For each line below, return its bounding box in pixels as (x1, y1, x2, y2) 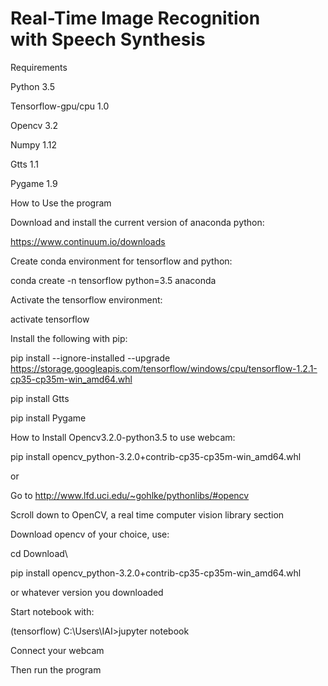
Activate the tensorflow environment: (10, 293, 163, 306)
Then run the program (10, 663, 102, 676)
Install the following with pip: (10, 332, 128, 344)
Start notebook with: (10, 605, 95, 617)
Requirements (10, 61, 68, 73)
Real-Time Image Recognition (10, 7, 261, 30)
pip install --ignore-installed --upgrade (10, 352, 171, 364)
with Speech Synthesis (10, 28, 206, 51)
